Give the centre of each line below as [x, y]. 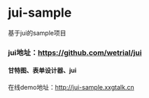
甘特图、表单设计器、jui [42, 70]
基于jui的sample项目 [37, 33]
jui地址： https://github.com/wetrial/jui [75, 52]
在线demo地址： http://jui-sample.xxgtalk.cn [71, 88]
